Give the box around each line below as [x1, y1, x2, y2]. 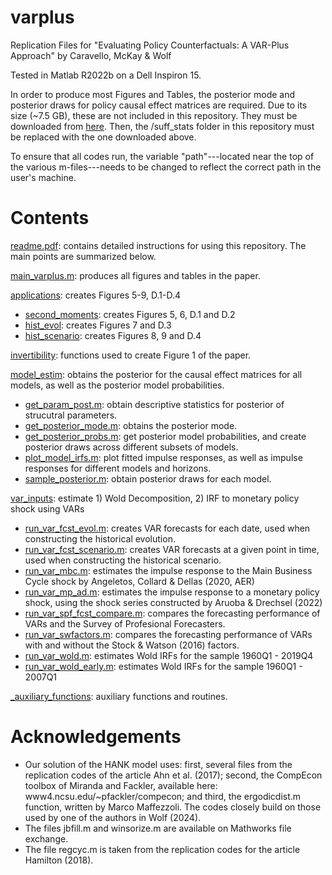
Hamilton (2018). [24, 854, 94, 866]
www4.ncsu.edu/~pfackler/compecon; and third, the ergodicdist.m [24, 790, 302, 802]
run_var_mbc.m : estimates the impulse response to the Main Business [24, 564, 313, 576]
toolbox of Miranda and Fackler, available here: [24, 779, 218, 791]
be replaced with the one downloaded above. [10, 131, 197, 143]
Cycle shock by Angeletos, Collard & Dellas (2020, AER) [24, 575, 255, 587]
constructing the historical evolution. [24, 532, 176, 545]
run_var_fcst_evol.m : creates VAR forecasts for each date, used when [24, 522, 311, 534]
